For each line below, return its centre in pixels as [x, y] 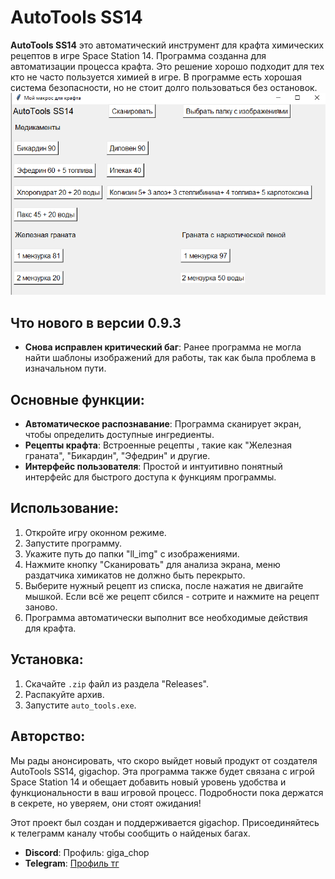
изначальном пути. [65, 368]
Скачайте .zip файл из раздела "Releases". [116, 683]
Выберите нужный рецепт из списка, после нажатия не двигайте [164, 585]
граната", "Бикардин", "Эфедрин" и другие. [117, 456]
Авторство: [48, 736]
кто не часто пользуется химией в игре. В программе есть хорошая [156, 77]
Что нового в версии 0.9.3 [96, 322]
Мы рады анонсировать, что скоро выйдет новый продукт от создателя [164, 760]
